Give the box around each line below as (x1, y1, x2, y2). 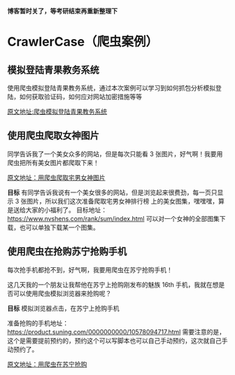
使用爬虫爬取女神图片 (7, 129, 99, 142)
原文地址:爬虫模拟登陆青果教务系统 (7, 108, 108, 115)
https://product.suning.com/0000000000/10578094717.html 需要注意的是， (7, 327, 226, 336)
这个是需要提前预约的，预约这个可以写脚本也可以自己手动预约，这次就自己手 (7, 336, 228, 345)
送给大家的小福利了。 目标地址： (13, 206, 107, 214)
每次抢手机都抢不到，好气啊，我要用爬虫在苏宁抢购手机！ (7, 265, 173, 274)
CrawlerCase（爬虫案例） (7, 34, 159, 50)
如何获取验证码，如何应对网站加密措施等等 (19, 92, 142, 101)
